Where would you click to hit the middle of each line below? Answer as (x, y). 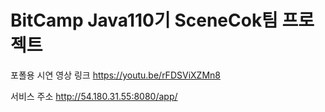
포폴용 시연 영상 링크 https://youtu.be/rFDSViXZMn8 (115, 75)
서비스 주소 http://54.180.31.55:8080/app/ (94, 96)
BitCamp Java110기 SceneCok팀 (144, 20)
